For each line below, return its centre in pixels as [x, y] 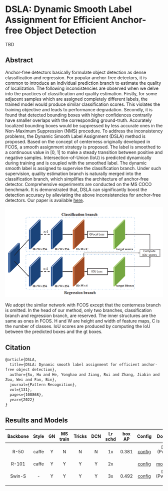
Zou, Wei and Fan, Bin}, [31, 380]
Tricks [80, 436]
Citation [18, 347]
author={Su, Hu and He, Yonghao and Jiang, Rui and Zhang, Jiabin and [85, 375]
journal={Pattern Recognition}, [43, 385]
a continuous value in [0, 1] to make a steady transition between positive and [84, 152]
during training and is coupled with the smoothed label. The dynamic [76, 163]
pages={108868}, [26, 395]
